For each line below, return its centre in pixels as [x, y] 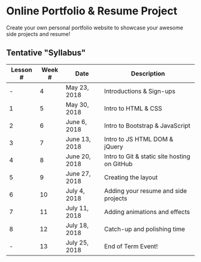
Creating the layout [131, 177]
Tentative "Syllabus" [46, 53]
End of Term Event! [131, 246]
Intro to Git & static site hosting [147, 156]
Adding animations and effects [147, 212]
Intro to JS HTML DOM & [139, 139]
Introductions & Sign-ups [140, 91]
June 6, [76, 122]
